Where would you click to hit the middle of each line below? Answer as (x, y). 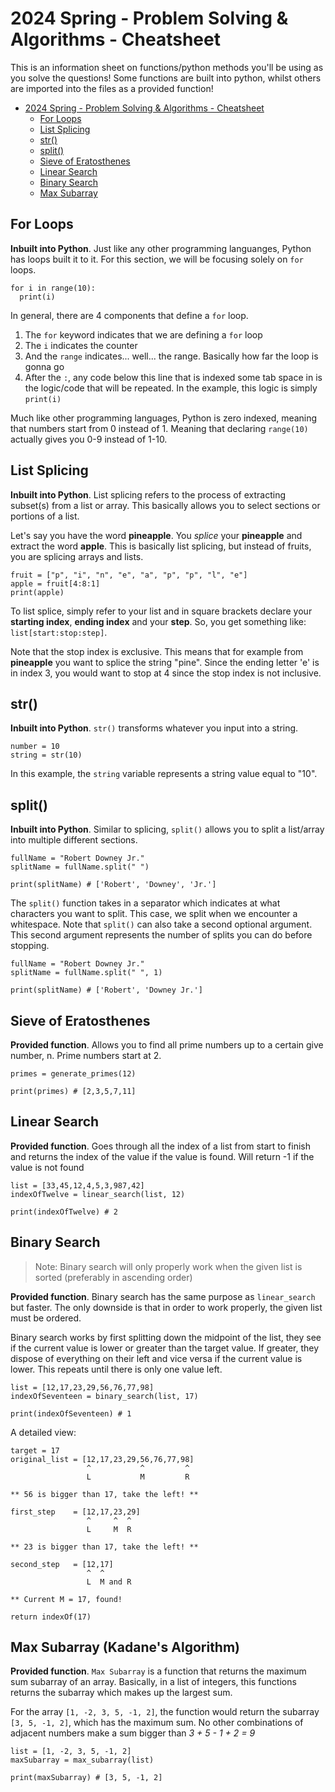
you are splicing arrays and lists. (77, 556)
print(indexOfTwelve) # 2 (64, 1212)
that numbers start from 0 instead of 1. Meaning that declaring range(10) (159, 428)
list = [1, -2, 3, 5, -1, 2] (71, 1752)
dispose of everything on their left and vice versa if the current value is (156, 1358)
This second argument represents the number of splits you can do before (161, 935)
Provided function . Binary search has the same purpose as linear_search (163, 1296)
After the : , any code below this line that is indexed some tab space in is (173, 377)
